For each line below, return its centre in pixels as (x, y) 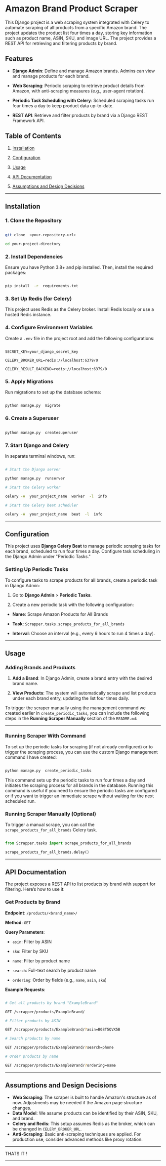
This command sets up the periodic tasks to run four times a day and (75, 780)
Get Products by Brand (33, 902)
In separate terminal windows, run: (40, 456)
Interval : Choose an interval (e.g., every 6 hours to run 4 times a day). (83, 633)
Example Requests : (25, 990)
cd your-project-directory (33, 244)
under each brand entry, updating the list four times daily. (71, 698)
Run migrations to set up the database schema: (53, 392)
